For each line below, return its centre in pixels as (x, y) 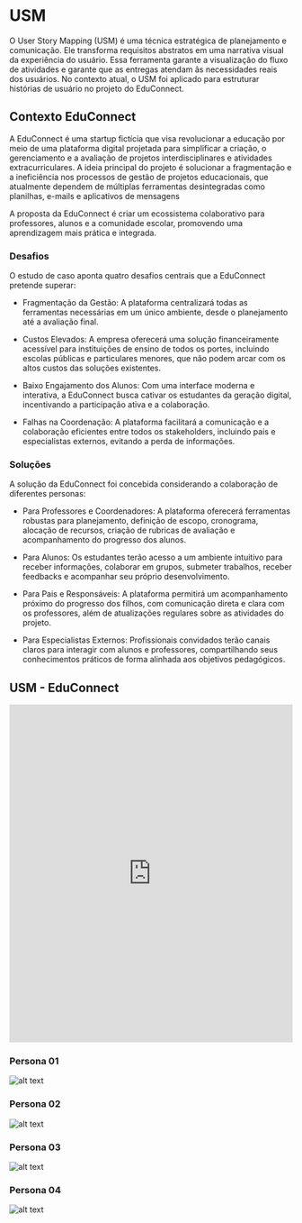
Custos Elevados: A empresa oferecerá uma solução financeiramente (151, 340)
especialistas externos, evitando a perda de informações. (129, 442)
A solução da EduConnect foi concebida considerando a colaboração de (144, 484)
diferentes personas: (48, 494)
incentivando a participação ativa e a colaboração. (116, 405)
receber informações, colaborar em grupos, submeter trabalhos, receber (157, 567)
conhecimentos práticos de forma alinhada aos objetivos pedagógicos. (154, 660)
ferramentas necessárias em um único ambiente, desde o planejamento (155, 313)
